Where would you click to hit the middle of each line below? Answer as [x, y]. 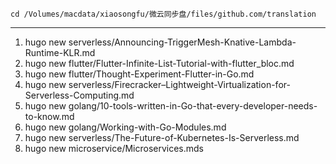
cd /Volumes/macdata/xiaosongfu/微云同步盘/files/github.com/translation [163, 14]
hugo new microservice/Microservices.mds [114, 148]
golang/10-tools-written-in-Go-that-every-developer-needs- [193, 106]
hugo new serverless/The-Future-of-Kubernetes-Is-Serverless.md [162, 137]
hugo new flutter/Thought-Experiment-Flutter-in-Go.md [139, 74]
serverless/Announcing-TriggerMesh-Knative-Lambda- [182, 42]
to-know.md [49, 116]
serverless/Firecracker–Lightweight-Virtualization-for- [179, 84]
